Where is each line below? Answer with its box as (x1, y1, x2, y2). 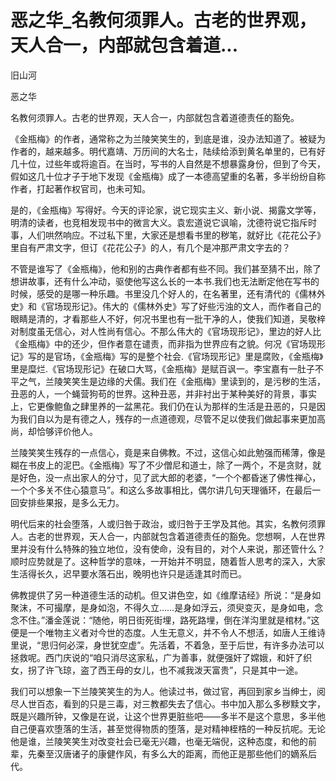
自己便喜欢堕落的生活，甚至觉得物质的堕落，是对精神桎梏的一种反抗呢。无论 (10, 722, 326, 735)
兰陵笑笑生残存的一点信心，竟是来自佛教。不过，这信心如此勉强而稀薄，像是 (10, 446, 326, 458)
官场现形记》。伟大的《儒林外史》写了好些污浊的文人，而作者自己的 (44, 300, 322, 312)
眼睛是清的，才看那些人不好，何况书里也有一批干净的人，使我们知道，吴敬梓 (10, 312, 326, 325)
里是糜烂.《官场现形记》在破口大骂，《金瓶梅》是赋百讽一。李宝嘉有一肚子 (10, 362, 316, 375)
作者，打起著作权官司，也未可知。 (10, 182, 151, 195)
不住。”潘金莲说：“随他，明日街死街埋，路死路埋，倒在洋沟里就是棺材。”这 (18, 614, 320, 626)
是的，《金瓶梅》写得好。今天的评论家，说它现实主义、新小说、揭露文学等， (10, 204, 322, 216)
